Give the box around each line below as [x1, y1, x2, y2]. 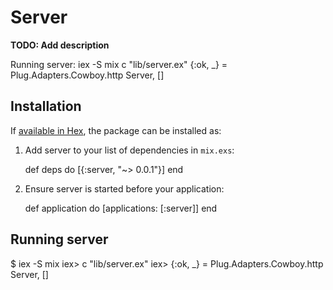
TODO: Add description [10, 39, 110, 51]
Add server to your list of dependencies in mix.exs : [24, 144, 235, 156]
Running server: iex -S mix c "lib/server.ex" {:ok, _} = [10, 58, 228, 70]
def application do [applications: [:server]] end [24, 202, 218, 214]
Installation [10, 98, 82, 115]
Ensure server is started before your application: [24, 182, 225, 195]
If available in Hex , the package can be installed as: [10, 124, 222, 136]
